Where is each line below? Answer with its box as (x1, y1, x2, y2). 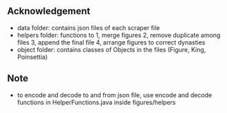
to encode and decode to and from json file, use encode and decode (17, 90, 212, 99)
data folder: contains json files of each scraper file (17, 23, 160, 32)
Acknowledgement (7, 5, 91, 17)
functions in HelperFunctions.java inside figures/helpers (17, 98, 176, 106)
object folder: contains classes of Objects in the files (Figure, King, (17, 45, 206, 53)
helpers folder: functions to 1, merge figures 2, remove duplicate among (17, 31, 221, 39)
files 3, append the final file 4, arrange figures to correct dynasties (17, 38, 206, 47)
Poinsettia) (17, 53, 48, 61)
